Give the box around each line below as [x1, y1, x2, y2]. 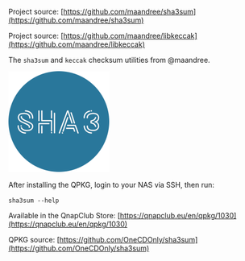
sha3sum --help [8, 197, 60, 205]
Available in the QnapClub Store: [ [8, 211, 121, 220]
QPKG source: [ [8, 235, 60, 244]
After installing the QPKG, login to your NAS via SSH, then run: [8, 180, 215, 189]
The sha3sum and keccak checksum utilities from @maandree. [8, 56, 211, 64]
